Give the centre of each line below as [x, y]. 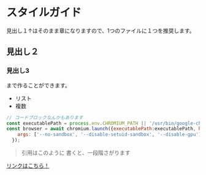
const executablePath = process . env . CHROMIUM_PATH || [77, 123]
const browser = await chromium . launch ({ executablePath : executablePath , [101, 129]
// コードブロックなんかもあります [45, 117]
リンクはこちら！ [28, 166]
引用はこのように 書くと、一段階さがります [76, 153]
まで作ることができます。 [38, 85]
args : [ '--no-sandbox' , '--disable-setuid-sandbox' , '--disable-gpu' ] [109, 135]
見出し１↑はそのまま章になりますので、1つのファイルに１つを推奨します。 [101, 31]
